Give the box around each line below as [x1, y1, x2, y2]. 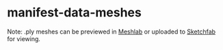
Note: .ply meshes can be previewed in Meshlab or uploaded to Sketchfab [7, 27, 216, 36]
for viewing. [7, 34, 41, 42]
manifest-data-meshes [7, 5, 142, 21]
